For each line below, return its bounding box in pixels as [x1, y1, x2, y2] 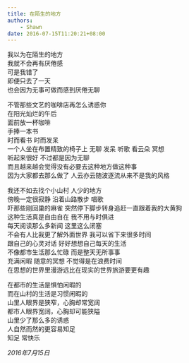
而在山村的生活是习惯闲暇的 [7, 290, 88, 298]
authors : [7, 17, 33, 24]
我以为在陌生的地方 [7, 50, 63, 59]
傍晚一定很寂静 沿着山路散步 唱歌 [7, 195, 104, 203]
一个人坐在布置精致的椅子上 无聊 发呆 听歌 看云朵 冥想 [7, 145, 164, 153]
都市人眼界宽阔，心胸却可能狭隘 [7, 307, 100, 316]
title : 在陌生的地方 [7, 10, 61, 18]
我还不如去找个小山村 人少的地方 [7, 186, 102, 195]
